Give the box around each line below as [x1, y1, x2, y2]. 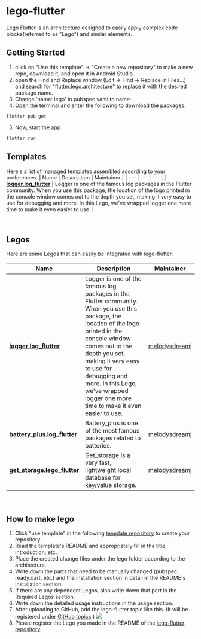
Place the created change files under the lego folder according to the [14, 555, 185, 562]
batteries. [84, 442, 112, 450]
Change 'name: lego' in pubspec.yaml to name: [14, 95, 132, 102]
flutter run [6, 135, 36, 141]
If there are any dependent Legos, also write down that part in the [14, 587, 177, 594]
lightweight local [84, 466, 132, 474]
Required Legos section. [14, 594, 75, 601]
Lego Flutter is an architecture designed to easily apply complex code [6, 24, 178, 31]
